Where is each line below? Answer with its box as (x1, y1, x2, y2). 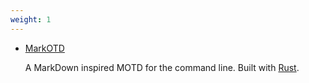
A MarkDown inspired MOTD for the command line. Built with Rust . (24, 61, 300, 73)
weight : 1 (10, 14, 52, 25)
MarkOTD (24, 42, 65, 54)
